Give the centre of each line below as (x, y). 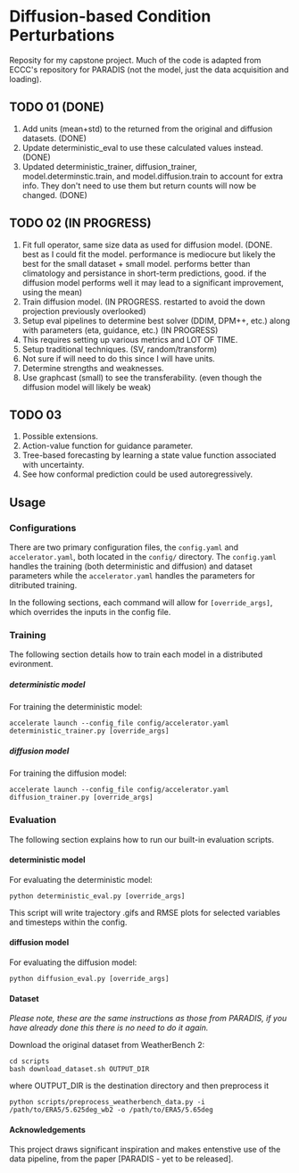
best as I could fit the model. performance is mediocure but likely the (149, 254)
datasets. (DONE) (54, 138)
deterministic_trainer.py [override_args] (89, 731)
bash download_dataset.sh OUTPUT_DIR (79, 1069)
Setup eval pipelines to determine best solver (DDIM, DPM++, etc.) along (156, 320)
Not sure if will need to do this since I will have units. (119, 358)
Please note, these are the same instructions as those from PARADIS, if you (148, 1019)
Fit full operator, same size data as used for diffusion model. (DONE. (147, 245)
